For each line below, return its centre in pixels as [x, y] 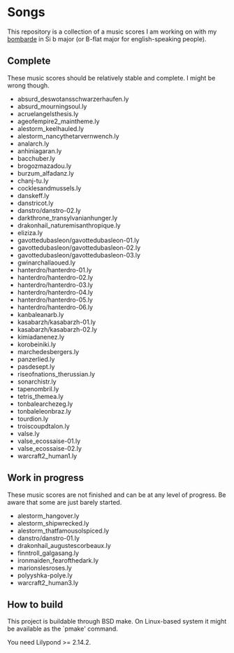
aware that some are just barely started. [65, 502]
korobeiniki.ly [37, 344]
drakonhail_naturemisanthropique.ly [69, 225]
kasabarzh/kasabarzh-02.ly [57, 329]
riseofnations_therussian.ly [56, 374]
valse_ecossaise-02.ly [50, 448]
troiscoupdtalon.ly [43, 426]
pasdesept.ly [36, 366]
